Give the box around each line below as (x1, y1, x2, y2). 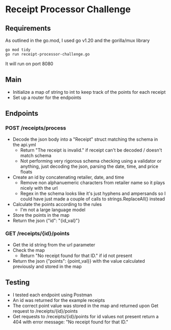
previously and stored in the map (12, 263, 82, 269)
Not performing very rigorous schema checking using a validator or (20, 158, 162, 164)
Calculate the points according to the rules (12, 201, 102, 207)
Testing (5, 278, 30, 287)
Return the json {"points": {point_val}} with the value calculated (12, 258, 145, 264)
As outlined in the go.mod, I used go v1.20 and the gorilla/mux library (5, 37, 150, 43)
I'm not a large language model (20, 207, 85, 213)
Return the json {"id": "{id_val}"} (12, 217, 80, 223)
